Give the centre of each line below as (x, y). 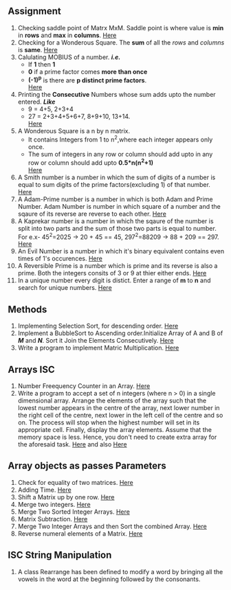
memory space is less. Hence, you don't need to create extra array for (117, 437)
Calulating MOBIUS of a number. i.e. (69, 57)
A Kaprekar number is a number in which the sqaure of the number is (115, 221)
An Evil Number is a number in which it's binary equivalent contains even (121, 251)
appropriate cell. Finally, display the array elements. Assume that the (115, 430)
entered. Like (36, 102)
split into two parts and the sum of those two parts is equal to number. (117, 228)
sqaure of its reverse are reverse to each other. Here (92, 214)
